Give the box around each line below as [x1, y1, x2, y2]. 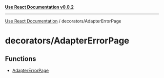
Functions [5, 55, 37, 63]
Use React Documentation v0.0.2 [5, 4, 74, 10]
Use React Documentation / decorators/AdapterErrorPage [5, 18, 122, 24]
